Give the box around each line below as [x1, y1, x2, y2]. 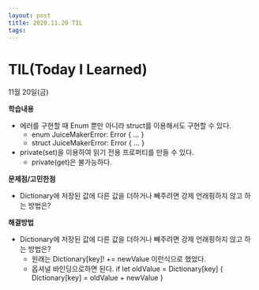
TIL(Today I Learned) [8, 60, 148, 78]
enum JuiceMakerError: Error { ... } [31, 130, 145, 139]
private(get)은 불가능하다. [31, 157, 112, 167]
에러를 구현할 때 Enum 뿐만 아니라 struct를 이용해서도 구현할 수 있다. [19, 121, 231, 130]
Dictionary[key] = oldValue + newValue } [31, 273, 163, 283]
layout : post [8, 11, 51, 20]
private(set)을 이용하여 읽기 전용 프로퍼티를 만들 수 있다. [19, 148, 195, 157]
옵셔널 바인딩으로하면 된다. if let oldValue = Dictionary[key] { [31, 264, 223, 273]
